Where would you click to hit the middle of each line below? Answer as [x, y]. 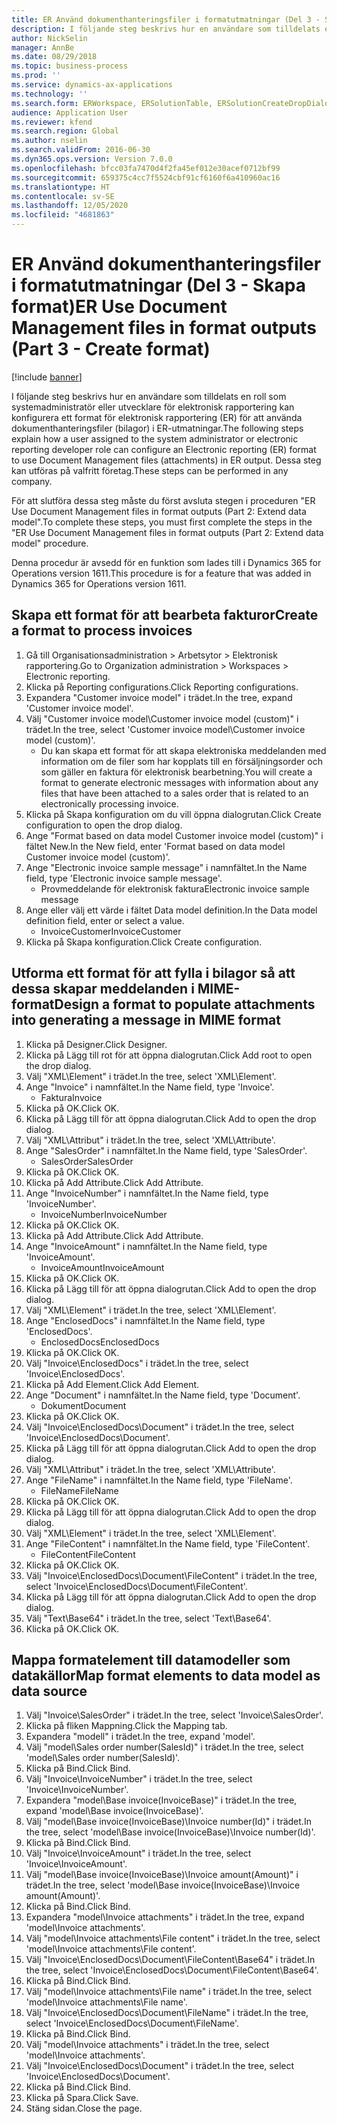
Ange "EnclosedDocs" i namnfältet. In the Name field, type [145, 1320]
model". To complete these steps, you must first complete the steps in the [162, 522]
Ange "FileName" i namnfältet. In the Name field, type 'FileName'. [159, 1480]
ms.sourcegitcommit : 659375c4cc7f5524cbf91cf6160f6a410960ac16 [146, 177]
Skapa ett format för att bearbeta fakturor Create [165, 615]
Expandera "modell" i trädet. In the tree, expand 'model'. [140, 1737]
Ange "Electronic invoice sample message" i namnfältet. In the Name [166, 867]
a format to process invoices [102, 631]
